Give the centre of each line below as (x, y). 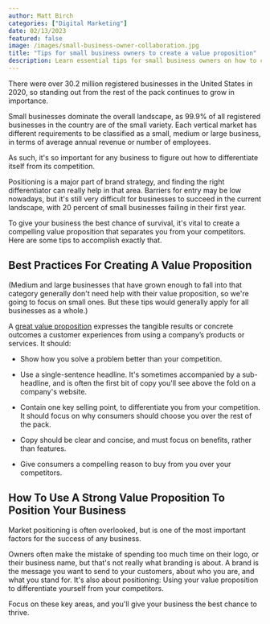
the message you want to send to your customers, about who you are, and (131, 571)
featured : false (35, 38)
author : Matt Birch (41, 16)
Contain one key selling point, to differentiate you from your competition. (140, 407)
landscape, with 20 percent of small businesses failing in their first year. (127, 207)
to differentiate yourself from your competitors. (86, 588)
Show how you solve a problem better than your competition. (121, 358)
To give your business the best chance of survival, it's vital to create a (124, 223)
